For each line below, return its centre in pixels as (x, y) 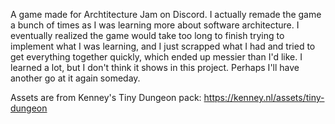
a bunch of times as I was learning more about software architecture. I (155, 25)
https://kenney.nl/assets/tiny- (264, 97)
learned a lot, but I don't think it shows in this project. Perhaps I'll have (155, 67)
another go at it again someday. (75, 78)
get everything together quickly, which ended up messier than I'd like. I (156, 57)
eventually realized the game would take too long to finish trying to (147, 35)
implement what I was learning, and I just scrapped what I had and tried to (163, 46)
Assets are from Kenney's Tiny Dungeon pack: (106, 97)
